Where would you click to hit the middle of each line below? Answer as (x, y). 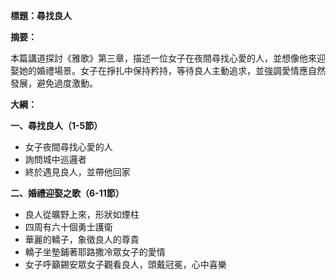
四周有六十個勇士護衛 (68, 227)
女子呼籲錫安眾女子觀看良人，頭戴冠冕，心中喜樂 (125, 264)
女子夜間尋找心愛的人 (68, 147)
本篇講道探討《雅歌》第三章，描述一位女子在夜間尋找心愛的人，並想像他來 (163, 58)
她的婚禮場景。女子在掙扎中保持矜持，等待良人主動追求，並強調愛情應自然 (172, 70)
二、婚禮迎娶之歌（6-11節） (67, 193)
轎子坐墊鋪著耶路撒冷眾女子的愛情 (95, 252)
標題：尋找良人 (41, 15)
